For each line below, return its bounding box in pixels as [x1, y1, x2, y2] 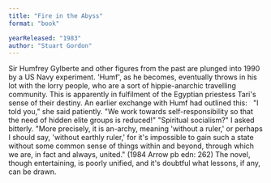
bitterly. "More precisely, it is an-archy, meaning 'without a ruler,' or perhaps [8, 124, 264, 134]
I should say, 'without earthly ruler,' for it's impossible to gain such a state [8, 133, 254, 143]
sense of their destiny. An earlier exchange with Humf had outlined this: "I [8, 98, 259, 108]
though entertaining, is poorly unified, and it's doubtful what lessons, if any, [8, 159, 261, 168]
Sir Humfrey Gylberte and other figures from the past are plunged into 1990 [8, 64, 260, 74]
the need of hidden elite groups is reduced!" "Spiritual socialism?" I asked [8, 115, 255, 126]
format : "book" [8, 19, 60, 28]
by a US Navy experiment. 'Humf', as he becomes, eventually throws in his [8, 72, 257, 82]
